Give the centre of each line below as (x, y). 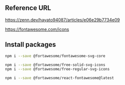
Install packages (30, 45)
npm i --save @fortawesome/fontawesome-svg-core (55, 56)
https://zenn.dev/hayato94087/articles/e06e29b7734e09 (62, 20)
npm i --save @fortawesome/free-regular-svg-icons (57, 69)
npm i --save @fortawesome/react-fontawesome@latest (60, 78)
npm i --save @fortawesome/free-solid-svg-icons (55, 65)
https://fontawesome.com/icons (37, 29)
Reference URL (28, 8)
